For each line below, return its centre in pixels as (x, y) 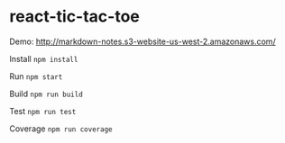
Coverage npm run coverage (61, 129)
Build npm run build (46, 94)
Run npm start (36, 76)
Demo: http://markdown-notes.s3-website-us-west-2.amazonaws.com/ (143, 41)
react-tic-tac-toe (74, 17)
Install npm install (44, 58)
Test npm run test (43, 111)
